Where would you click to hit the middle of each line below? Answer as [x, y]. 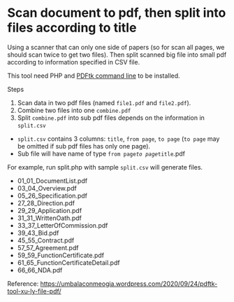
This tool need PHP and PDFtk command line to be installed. [94, 76]
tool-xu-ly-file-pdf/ [34, 291]
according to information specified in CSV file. [74, 62]
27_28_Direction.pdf [46, 203]
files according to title [72, 28]
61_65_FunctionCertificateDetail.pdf [68, 262]
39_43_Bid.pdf [38, 233]
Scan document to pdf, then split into [117, 13]
